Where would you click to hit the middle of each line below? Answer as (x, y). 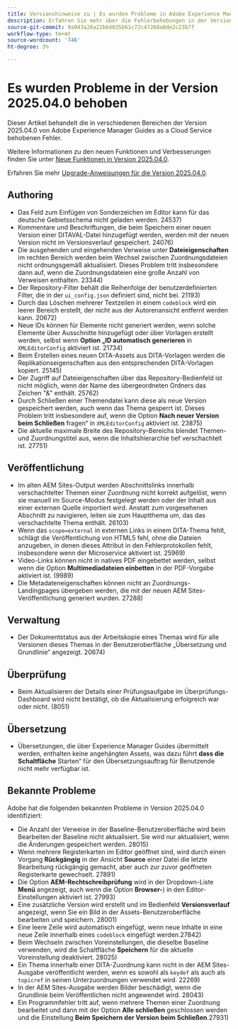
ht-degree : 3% (28, 47)
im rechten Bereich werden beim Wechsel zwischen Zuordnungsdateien (123, 257)
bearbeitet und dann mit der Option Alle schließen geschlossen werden (123, 1010)
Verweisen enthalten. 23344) (60, 280)
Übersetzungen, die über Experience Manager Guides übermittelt (113, 746)
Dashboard (34, 699)
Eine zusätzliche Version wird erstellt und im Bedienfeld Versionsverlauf (124, 904)
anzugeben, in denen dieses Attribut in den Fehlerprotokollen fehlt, (115, 545)
